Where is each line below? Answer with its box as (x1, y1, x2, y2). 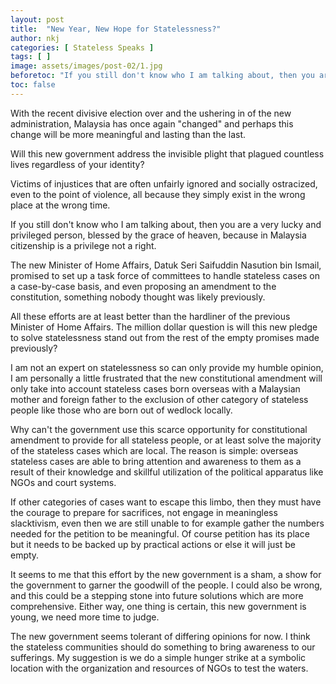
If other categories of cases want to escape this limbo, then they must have (10, 496, 322, 508)
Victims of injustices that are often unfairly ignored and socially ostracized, (10, 177, 318, 190)
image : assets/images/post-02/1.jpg (10, 61, 163, 71)
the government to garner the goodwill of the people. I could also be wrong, (10, 579, 323, 591)
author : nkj (10, 33, 60, 43)
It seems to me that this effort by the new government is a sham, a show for (10, 568, 322, 580)
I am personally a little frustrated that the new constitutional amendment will (10, 372, 323, 384)
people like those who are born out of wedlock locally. (10, 404, 233, 416)
